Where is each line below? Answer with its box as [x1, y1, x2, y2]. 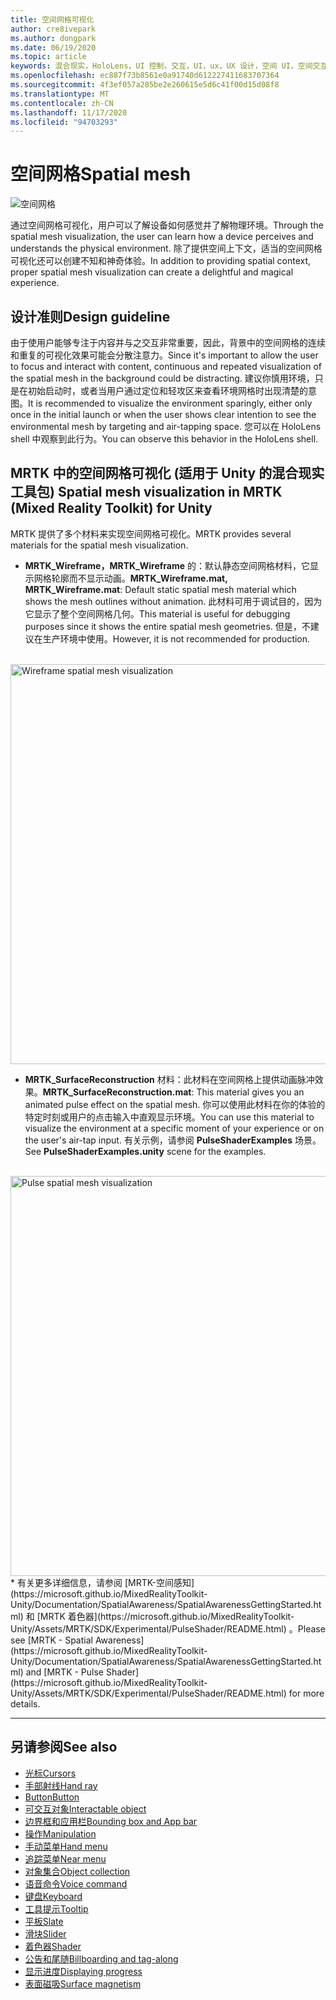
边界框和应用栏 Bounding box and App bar [24, 1815, 198, 1827]
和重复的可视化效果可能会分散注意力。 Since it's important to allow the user [10, 349, 319, 361]
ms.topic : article [10, 52, 87, 62]
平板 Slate [24, 1915, 64, 1927]
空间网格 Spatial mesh [10, 163, 192, 186]
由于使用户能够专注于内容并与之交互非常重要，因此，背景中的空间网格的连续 [10, 337, 326, 348]
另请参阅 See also [10, 1739, 118, 1756]
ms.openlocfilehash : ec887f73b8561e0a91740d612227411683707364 [10, 71, 280, 81]
